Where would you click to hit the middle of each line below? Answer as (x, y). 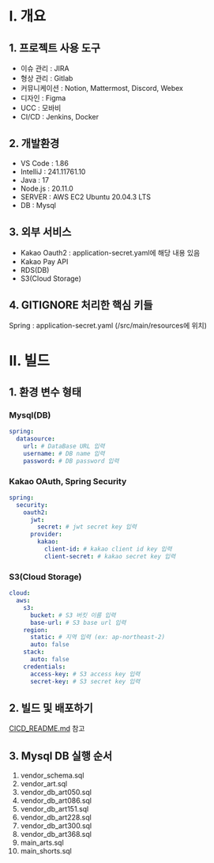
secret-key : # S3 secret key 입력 (85, 681)
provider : (46, 535)
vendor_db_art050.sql (56, 793)
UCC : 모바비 (41, 108)
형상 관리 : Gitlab (47, 78)
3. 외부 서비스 (40, 232)
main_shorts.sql (46, 851)
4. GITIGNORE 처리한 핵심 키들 (81, 305)
